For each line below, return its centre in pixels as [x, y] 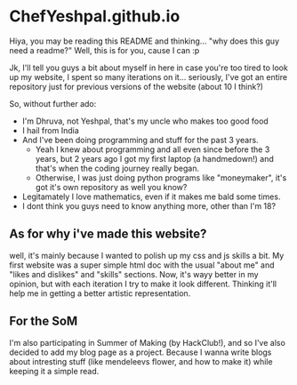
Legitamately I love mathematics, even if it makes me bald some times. [151, 197]
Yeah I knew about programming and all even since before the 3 [153, 149]
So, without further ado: [53, 103]
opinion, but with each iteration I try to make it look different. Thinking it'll [143, 284]
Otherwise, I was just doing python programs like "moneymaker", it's [161, 177]
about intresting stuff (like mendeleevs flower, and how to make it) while [141, 361]
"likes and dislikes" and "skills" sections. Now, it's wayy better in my [134, 274]
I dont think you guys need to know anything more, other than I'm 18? [149, 205]
